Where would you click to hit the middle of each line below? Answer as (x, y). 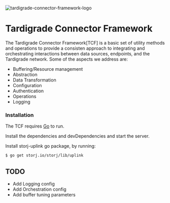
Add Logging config (34, 184)
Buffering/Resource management (48, 69)
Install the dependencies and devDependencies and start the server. (78, 136)
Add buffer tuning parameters (44, 194)
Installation (20, 115)
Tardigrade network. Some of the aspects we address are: (67, 59)
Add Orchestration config (39, 189)
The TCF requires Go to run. (35, 126)
